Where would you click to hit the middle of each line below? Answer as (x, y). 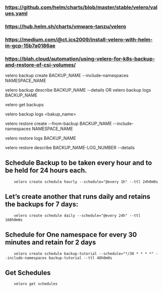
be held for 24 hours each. (46, 170)
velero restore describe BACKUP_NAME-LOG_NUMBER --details (70, 148)
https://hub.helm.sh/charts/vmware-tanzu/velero (66, 26)
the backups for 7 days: (42, 204)
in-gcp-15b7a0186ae (30, 45)
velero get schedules (36, 284)
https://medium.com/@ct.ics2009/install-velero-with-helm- (79, 39)
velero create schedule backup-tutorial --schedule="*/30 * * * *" (84, 253)
